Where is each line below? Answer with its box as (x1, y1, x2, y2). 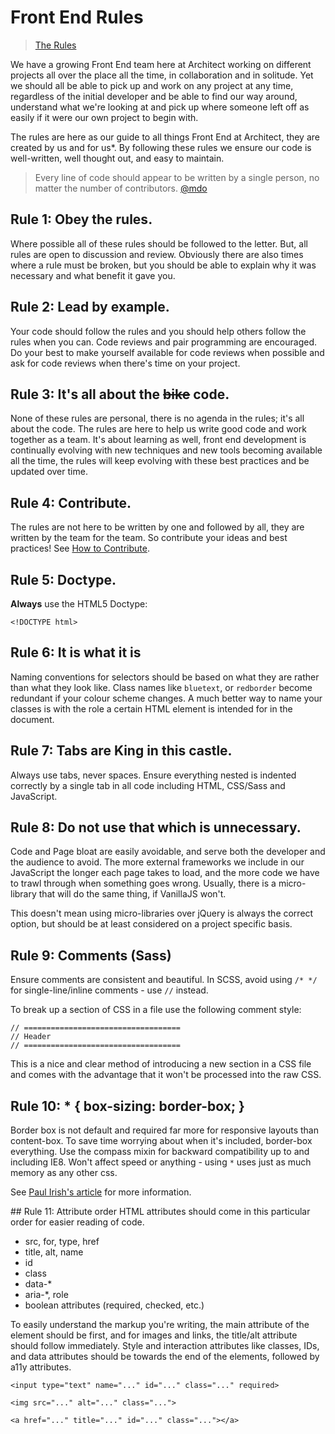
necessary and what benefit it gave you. (10, 269, 176, 281)
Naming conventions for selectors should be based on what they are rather (10, 671, 320, 683)
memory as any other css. (10, 1167, 118, 1179)
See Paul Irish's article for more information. (10, 1186, 192, 1198)
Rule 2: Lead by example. (10, 299, 170, 316)
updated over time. (10, 466, 88, 478)
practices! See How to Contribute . (10, 542, 150, 555)
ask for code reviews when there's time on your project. (10, 357, 241, 369)
